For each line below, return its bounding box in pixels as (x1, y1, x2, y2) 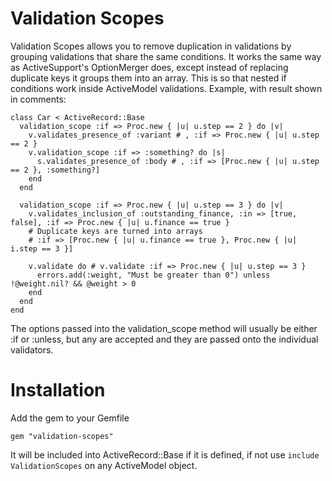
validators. (10, 343, 54, 356)
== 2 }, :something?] (10, 165, 101, 175)
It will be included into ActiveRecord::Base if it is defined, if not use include (10, 448, 320, 461)
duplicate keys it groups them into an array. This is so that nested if (10, 72, 287, 84)
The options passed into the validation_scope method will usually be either (10, 322, 318, 334)
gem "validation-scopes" (10, 431, 114, 441)
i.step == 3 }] (10, 243, 74, 254)
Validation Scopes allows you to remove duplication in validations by (10, 40, 292, 52)
